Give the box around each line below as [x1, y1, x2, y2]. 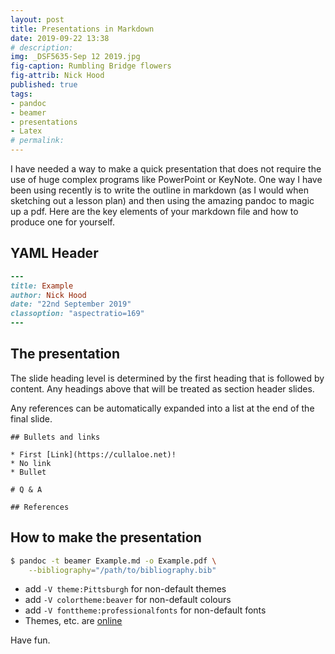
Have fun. [10, 634, 51, 646]
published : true [10, 80, 78, 90]
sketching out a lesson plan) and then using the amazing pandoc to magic [10, 195, 315, 206]
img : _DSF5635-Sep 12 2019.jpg [10, 52, 141, 62]
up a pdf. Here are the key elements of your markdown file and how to [10, 206, 299, 217]
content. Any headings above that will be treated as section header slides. [10, 382, 315, 395]
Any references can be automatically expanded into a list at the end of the [10, 402, 315, 414]
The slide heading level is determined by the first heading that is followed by [10, 372, 325, 384]
